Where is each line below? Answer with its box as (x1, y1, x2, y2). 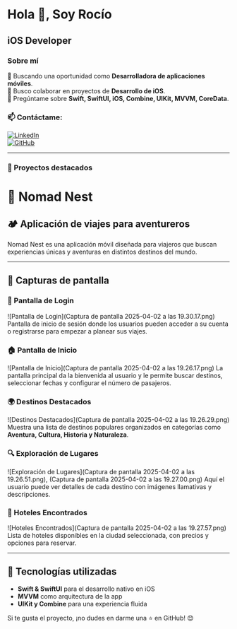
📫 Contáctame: (7, 112, 63, 122)
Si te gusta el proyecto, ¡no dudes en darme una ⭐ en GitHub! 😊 (7, 613, 194, 622)
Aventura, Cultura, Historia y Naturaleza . (7, 430, 129, 439)
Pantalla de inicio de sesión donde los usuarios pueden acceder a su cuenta (7, 319, 229, 328)
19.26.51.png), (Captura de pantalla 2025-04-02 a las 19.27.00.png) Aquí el (7, 475, 224, 483)
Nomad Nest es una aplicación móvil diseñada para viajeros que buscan (7, 240, 217, 249)
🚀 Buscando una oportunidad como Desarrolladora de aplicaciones (7, 71, 206, 80)
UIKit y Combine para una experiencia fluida (17, 599, 147, 608)
